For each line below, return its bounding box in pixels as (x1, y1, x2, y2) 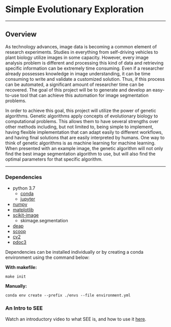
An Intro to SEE (5, 304, 43, 311)
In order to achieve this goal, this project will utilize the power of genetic (5, 107, 156, 113)
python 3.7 (12, 185, 36, 191)
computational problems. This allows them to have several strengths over (5, 118, 159, 124)
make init (5, 274, 26, 279)
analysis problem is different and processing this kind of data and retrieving (5, 60, 164, 66)
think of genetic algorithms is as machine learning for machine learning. (5, 140, 156, 146)
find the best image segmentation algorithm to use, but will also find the (5, 151, 156, 157)
